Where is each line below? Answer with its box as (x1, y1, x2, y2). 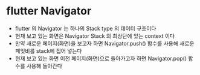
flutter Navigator (6, 4, 92, 18)
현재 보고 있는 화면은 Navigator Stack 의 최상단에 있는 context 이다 (15, 32, 175, 40)
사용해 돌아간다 (26, 62, 62, 70)
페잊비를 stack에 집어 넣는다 (15, 47, 82, 55)
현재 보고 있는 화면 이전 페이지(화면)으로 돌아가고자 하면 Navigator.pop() (15, 55, 187, 62)
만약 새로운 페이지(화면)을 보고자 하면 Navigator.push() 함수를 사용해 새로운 (15, 40, 195, 47)
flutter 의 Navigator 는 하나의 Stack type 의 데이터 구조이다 (15, 25, 156, 32)
